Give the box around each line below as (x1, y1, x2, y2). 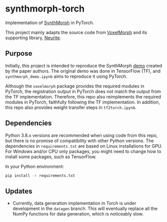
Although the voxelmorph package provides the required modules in (5, 83, 145, 89)
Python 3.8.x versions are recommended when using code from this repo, (5, 132, 158, 138)
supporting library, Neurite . (5, 35, 61, 41)
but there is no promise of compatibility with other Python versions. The (5, 138, 154, 144)
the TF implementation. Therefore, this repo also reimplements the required (5, 93, 161, 99)
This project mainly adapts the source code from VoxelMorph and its (5, 29, 147, 35)
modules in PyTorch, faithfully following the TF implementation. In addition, (5, 99, 160, 105)
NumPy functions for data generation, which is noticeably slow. (12, 211, 144, 217)
